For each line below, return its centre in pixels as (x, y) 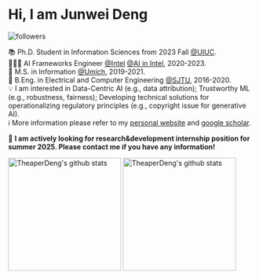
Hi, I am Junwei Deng (78, 15)
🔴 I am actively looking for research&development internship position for (129, 138)
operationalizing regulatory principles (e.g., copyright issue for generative (127, 105)
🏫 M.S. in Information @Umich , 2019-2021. (77, 72)
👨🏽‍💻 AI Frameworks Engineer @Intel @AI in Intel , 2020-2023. (107, 63)
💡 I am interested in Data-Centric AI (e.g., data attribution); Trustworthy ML (129, 88)
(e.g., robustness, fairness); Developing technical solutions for (109, 97)
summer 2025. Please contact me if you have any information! (112, 146)
